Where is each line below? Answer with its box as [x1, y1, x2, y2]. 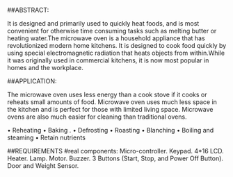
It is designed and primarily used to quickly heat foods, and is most [7, 19, 200, 27]
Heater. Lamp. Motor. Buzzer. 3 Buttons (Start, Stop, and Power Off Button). [7, 154, 224, 162]
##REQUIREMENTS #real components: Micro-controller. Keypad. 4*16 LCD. [7, 147, 224, 155]
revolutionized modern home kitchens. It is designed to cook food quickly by [7, 42, 227, 49]
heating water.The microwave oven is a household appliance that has [7, 34, 205, 42]
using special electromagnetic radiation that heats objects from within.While [7, 49, 225, 57]
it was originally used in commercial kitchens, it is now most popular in [7, 56, 209, 65]
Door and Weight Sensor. [7, 162, 79, 169]
